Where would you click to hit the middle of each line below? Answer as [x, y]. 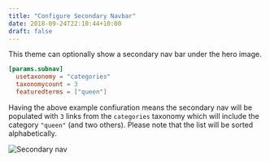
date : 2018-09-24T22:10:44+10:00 [65, 24]
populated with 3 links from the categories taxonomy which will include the [134, 116]
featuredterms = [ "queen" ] [61, 92]
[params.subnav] [36, 69]
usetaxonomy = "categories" [63, 77]
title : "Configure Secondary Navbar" [72, 16]
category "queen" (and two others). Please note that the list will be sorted [131, 125]
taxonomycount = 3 [47, 85]
